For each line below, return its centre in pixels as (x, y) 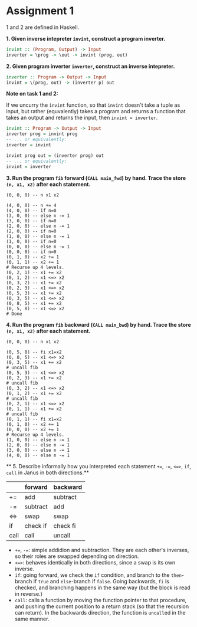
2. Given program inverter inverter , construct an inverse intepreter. (91, 66)
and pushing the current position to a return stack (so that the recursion (102, 606)
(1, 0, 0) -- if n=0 (32, 241)
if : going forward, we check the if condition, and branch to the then (98, 575)
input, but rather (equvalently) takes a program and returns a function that (96, 111)
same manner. (32, 619)
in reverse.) (29, 593)
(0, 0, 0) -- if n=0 (32, 252)
